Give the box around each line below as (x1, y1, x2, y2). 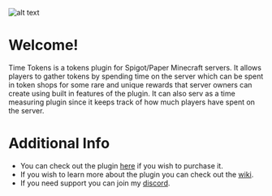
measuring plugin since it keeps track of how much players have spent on (8, 97, 256, 107)
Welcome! (8, 36, 79, 54)
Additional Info (8, 134, 110, 153)
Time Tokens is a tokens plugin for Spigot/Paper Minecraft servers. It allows (8, 62, 262, 72)
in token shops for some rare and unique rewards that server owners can (8, 79, 253, 89)
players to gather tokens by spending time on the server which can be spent (8, 71, 264, 81)
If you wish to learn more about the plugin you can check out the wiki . (19, 169, 254, 179)
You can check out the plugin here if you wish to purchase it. (19, 160, 223, 170)
